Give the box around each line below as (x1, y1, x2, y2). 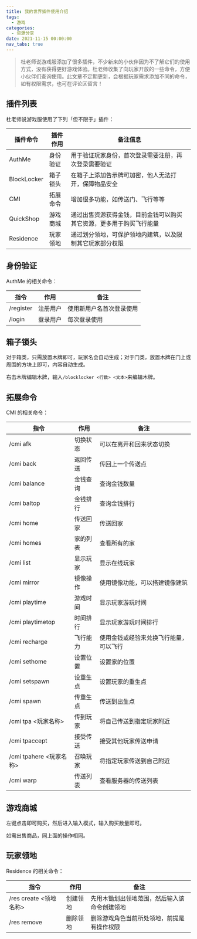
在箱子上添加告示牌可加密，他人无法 (70, 171, 171, 179)
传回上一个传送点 (99, 460, 147, 468)
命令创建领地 (90, 903, 126, 911)
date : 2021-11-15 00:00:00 (6, 36, 72, 42)
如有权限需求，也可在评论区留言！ (20, 80, 103, 87)
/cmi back (9, 460, 36, 468)
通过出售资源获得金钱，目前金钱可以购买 (70, 211, 183, 219)
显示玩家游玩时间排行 (99, 618, 158, 626)
